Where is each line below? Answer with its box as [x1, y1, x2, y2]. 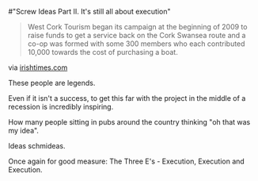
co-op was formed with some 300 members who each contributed [27, 39, 245, 48]
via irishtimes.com [8, 63, 68, 72]
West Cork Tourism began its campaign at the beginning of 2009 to [27, 22, 248, 31]
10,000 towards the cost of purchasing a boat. [27, 48, 178, 56]
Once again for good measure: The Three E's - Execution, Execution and [8, 156, 245, 166]
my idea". [8, 126, 40, 135]
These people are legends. [8, 79, 96, 87]
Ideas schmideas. [8, 141, 66, 150]
